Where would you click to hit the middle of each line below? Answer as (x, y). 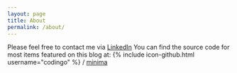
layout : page (27, 14)
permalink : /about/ (36, 27)
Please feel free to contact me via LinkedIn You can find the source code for (118, 47)
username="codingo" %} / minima (57, 62)
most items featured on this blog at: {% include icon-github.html (101, 55)
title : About (27, 21)
